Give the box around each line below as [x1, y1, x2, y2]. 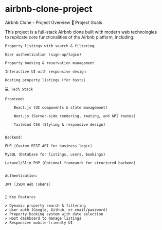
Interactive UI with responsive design [5, 69, 86, 74]
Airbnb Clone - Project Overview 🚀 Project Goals [5, 19, 102, 25]
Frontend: [5, 96, 25, 101]
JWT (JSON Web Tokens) [5, 182, 51, 187]
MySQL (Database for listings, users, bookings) [5, 152, 106, 157]
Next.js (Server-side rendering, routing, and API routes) [14, 114, 136, 118]
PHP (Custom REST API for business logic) [5, 143, 92, 148]
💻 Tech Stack [5, 87, 33, 92]
